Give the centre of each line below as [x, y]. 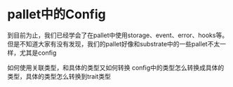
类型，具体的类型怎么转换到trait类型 [59, 76]
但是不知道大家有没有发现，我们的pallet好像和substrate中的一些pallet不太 [114, 43]
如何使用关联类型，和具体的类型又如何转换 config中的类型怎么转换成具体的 [116, 67]
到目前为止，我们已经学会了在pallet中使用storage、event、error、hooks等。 [118, 35]
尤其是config [38, 53]
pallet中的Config [57, 14]
